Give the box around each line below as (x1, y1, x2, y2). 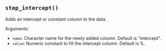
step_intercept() (5, 4, 58, 12)
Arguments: (5, 25, 29, 31)
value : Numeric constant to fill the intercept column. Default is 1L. (12, 40, 146, 46)
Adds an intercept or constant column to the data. (5, 16, 107, 22)
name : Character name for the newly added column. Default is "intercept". (12, 35, 162, 41)
